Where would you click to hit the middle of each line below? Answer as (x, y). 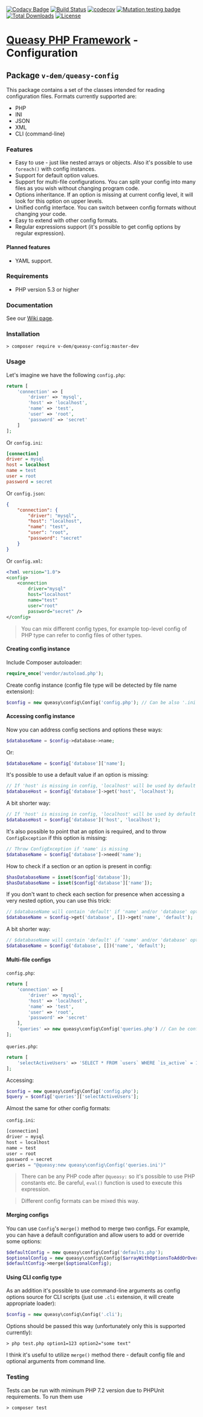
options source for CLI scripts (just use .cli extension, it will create (90, 1297)
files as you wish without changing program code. (77, 188)
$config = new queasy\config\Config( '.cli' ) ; (64, 1315)
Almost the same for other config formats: (58, 1108)
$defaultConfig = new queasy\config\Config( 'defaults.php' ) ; (85, 1252)
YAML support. (34, 261)
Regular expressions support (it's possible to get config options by (98, 227)
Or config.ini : (24, 442)
